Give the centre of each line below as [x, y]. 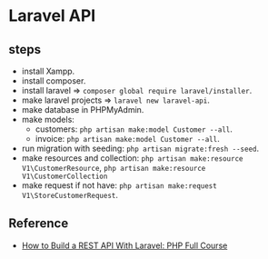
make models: [48, 120]
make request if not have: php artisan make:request [119, 185]
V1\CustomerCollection [65, 176]
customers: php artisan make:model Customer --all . [134, 129]
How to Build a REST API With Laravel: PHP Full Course [124, 245]
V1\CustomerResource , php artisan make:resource [114, 168]
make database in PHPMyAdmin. [83, 110]
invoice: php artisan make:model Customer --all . [127, 139]
